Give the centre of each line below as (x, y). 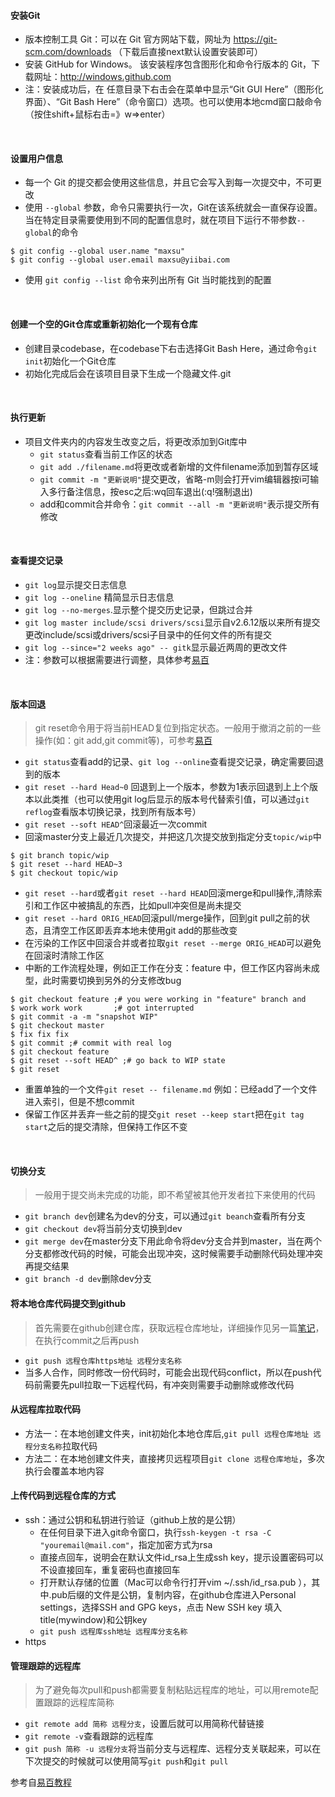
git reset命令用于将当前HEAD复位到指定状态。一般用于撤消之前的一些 (178, 728)
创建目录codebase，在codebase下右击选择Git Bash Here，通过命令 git (171, 348)
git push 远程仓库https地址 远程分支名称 (103, 1361)
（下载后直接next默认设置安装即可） (188, 52)
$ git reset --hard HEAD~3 (66, 865)
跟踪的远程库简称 (79, 1702)
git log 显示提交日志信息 (75, 585)
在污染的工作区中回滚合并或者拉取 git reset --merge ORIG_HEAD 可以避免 (173, 943)
